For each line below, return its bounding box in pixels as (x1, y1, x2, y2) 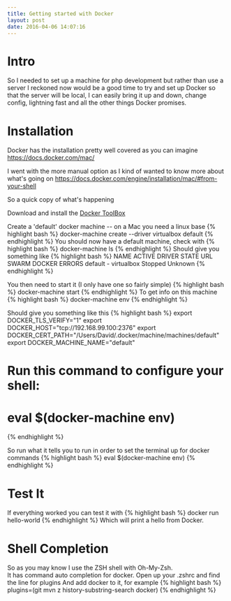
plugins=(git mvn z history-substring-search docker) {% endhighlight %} (7, 586, 216, 594)
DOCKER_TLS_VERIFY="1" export (7, 316, 103, 325)
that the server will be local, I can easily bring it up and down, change (7, 91, 207, 100)
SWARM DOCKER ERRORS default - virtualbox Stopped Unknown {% (7, 260, 206, 268)
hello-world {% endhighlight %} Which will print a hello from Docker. (7, 516, 204, 524)
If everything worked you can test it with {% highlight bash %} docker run (7, 509, 219, 517)
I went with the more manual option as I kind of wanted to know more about (7, 167, 225, 175)
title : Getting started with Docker (7, 10, 114, 17)
